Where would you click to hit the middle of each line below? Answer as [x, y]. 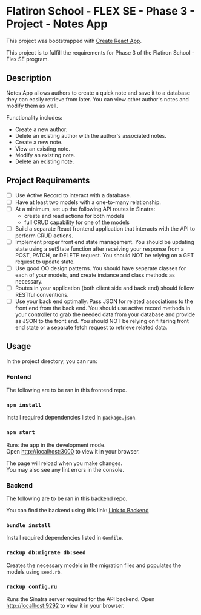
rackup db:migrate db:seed [46, 553]
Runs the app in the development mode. [56, 445]
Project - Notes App [57, 24]
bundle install [29, 525]
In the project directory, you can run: [52, 361]
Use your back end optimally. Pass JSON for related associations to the [104, 301]
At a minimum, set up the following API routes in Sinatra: [85, 209]
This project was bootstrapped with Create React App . [74, 41]
